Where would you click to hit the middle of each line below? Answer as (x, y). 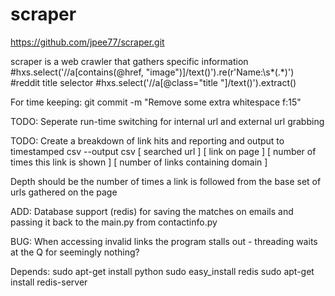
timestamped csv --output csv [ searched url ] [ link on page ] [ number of (163, 151)
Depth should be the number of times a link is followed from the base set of (166, 181)
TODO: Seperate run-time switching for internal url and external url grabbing (167, 121)
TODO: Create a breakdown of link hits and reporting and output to (147, 140)
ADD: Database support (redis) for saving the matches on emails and (152, 211)
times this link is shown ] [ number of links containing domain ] (139, 162)
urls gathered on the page (64, 192)
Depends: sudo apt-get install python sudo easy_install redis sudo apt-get (162, 271)
